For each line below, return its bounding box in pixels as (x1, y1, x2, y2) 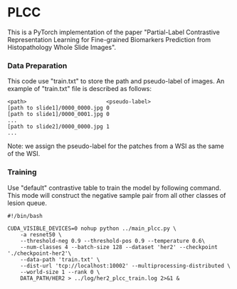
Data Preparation (7, 61, 68, 70)
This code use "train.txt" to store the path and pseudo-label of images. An (7, 77, 225, 85)
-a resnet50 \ (20, 231, 62, 238)
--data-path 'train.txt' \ (20, 256, 100, 263)
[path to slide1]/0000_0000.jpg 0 (7, 105, 110, 112)
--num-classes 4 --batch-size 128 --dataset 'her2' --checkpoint (20, 243, 218, 251)
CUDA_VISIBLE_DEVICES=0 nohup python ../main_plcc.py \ (7, 225, 177, 232)
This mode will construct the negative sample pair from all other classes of (7, 191, 226, 199)
